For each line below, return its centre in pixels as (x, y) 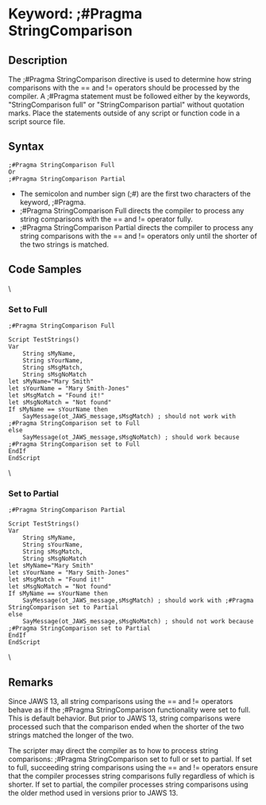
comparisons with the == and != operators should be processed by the (124, 88)
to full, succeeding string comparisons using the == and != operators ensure (133, 768)
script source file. (37, 121)
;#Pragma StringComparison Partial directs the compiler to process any (137, 227)
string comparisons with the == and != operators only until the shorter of (139, 236)
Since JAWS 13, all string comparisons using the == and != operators (121, 701)
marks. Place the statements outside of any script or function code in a (124, 113)
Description (38, 60)
